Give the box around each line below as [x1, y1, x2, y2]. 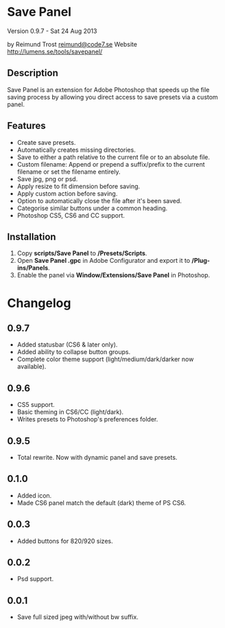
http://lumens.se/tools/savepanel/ [7, 47, 103, 56]
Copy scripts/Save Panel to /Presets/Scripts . [16, 249, 147, 257]
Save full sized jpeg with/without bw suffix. [16, 613, 139, 621]
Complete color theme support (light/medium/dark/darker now [16, 355, 194, 364]
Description [7, 67, 58, 79]
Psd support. [16, 574, 54, 583]
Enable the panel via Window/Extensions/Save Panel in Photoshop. [16, 271, 211, 279]
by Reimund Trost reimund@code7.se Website [7, 40, 137, 48]
